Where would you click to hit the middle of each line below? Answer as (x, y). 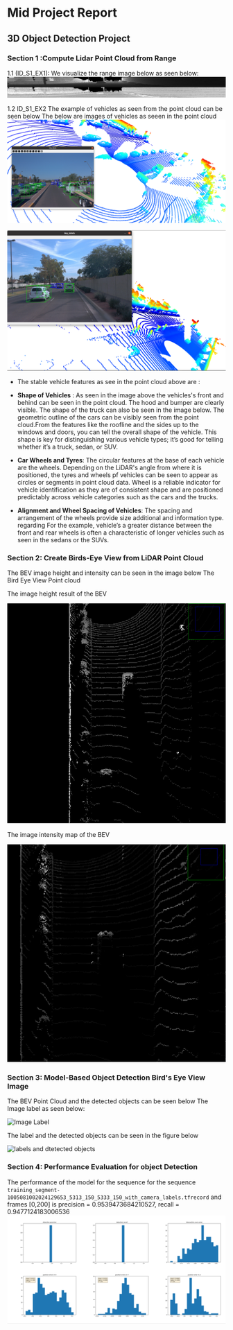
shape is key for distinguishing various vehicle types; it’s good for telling (120, 440)
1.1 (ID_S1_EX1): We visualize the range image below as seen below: (103, 73)
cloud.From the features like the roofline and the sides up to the (108, 425)
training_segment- (34, 1190)
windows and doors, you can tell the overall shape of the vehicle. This (117, 432)
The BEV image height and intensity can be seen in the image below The (111, 573)
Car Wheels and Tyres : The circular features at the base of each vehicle (121, 460)
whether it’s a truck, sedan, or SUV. (67, 447)
